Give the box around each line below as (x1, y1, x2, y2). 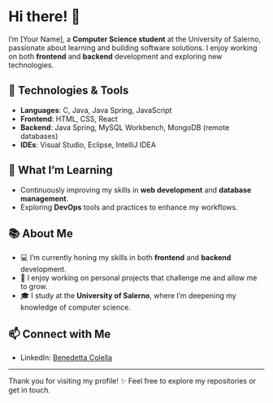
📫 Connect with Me (8, 327, 111, 340)
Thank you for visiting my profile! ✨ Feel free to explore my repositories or (8, 376, 257, 386)
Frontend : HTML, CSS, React (19, 114, 118, 123)
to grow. (19, 282, 48, 292)
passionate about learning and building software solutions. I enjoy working (8, 42, 258, 52)
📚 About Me (8, 227, 73, 240)
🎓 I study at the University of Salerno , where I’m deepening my (19, 291, 237, 301)
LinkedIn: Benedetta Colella (19, 353, 112, 362)
